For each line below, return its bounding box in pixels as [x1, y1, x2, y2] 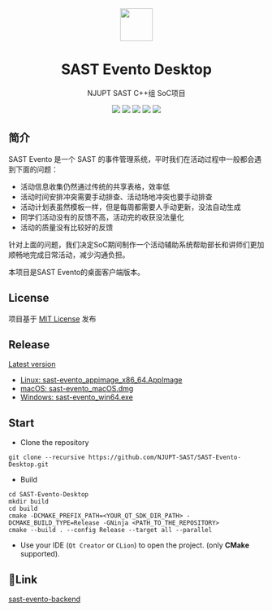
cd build [8, 504, 38, 513]
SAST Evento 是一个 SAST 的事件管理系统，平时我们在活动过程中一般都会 [8, 154, 255, 164]
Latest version [8, 360, 56, 369]
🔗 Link [8, 573, 38, 587]
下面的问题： [15, 164, 58, 174]
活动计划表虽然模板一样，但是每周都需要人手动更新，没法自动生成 [19, 202, 241, 212]
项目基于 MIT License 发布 [8, 313, 97, 324]
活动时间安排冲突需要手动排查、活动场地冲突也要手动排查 [19, 191, 213, 202]
